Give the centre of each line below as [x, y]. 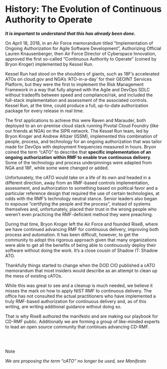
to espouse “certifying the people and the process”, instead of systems [78, 204]
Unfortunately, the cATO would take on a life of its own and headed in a [78, 177]
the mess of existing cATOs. [34, 276]
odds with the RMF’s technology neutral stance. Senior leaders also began [81, 198]
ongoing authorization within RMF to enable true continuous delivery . [78, 157]
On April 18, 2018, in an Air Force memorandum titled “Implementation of [79, 43]
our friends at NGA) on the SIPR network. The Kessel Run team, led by [77, 131]
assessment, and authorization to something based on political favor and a [82, 188]
